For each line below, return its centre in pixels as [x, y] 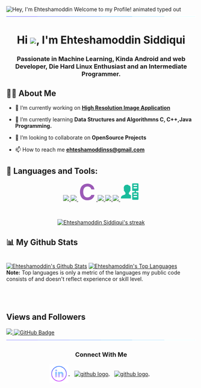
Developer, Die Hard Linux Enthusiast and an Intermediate [101, 66]
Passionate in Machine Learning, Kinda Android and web [101, 59]
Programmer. [101, 74]
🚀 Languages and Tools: [52, 171]
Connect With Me [101, 354]
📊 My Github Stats [42, 242]
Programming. [33, 126]
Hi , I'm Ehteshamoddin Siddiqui [101, 40]
